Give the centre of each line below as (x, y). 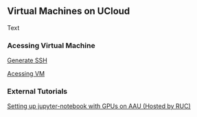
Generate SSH (27, 60)
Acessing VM (26, 74)
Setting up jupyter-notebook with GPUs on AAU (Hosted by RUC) (99, 106)
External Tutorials (37, 92)
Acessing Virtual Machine (51, 45)
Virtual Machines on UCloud (69, 11)
